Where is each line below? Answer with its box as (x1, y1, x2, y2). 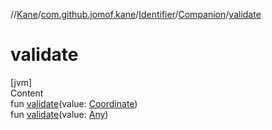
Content (10, 87, 44, 99)
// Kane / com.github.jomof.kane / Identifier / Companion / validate (10, 9, 262, 20)
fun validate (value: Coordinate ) (10, 97, 138, 109)
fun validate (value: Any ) (10, 108, 109, 120)
